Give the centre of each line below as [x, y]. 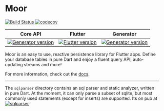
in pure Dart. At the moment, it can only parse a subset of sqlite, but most [79, 93]
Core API [31, 34]
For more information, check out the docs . [47, 74]
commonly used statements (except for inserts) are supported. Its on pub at [81, 98]
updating [14, 64]
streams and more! [43, 64]
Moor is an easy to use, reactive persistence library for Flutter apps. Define [81, 54]
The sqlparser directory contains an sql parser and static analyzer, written [80, 88]
